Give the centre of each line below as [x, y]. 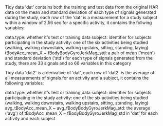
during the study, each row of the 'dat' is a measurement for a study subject [81, 17]
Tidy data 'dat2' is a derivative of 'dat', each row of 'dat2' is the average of [80, 73]
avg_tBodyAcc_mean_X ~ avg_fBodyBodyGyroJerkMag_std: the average [78, 108]
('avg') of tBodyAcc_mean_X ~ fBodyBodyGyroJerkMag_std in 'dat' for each [81, 113]
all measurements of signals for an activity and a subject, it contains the [77, 78]
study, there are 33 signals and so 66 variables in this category [68, 63]
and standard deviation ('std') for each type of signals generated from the [79, 58]
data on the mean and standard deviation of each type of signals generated [81, 12]
